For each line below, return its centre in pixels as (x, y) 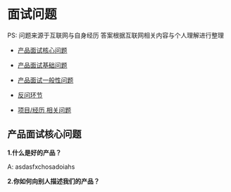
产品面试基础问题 (42, 65)
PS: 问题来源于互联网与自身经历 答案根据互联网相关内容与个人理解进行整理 (115, 35)
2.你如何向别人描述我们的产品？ (54, 181)
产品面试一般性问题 (45, 80)
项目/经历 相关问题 (44, 110)
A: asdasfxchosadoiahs (41, 167)
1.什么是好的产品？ (35, 153)
